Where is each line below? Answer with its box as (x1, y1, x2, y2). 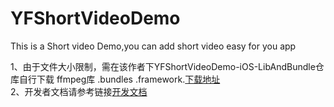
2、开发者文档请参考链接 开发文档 (10, 85, 148, 97)
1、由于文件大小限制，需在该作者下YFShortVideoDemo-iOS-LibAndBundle (10, 60, 316, 72)
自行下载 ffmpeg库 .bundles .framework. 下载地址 (18, 73, 221, 85)
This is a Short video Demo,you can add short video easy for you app (10, 40, 297, 52)
